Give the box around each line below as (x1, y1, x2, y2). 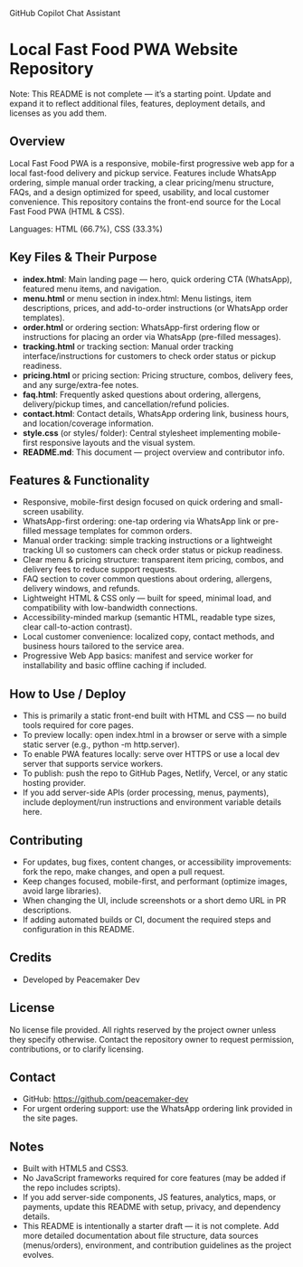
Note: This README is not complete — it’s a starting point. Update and (9, 88, 271, 99)
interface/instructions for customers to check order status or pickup (22, 350, 277, 361)
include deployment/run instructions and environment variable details (22, 797, 282, 808)
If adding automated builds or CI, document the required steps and (22, 914, 271, 925)
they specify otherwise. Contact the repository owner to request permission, (9, 1034, 295, 1045)
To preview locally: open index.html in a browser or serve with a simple (22, 730, 288, 741)
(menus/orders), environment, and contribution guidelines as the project (22, 1240, 292, 1251)
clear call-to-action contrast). (22, 621, 133, 632)
